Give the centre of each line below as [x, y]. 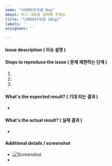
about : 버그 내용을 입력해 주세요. [36, 15]
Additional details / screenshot [38, 143]
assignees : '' [20, 29]
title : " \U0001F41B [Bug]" [33, 19]
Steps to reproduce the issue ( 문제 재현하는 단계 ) [56, 62]
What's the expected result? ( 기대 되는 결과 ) [52, 97]
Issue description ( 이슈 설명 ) [35, 50]
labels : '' [16, 24]
